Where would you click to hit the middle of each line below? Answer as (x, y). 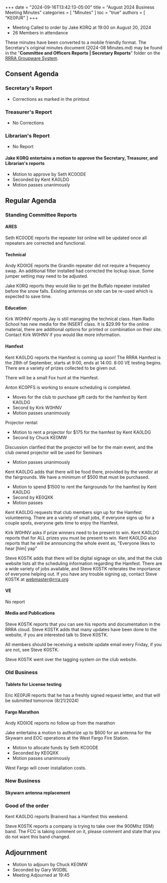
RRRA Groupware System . (32, 58)
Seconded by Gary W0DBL (40, 870)
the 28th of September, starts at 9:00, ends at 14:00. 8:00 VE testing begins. (83, 362)
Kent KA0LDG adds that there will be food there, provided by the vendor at (82, 472)
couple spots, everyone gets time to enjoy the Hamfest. (62, 523)
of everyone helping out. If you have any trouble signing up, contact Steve (81, 574)
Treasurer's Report (29, 112)
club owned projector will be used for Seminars (54, 452)
